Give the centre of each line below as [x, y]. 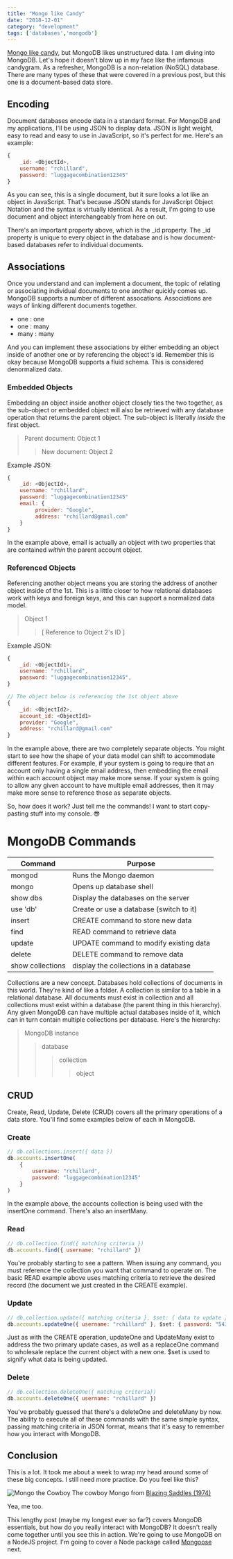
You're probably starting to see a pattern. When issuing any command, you [114, 1263]
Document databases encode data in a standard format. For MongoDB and [114, 121]
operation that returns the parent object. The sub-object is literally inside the [116, 417]
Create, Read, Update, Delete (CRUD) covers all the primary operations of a [115, 1112]
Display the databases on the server [131, 898]
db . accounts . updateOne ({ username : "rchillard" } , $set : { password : [110, 1324]
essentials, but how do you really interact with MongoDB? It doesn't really [112, 1527]
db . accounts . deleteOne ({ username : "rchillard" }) [82, 1398]
